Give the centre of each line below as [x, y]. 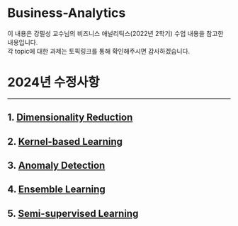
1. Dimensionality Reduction [70, 118]
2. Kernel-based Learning [65, 142]
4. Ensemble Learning [57, 190]
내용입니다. [23, 42]
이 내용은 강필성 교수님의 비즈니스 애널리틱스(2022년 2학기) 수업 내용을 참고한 [115, 33]
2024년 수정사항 [54, 82]
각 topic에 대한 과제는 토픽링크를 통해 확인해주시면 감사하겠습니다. [99, 51]
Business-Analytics [67, 13]
